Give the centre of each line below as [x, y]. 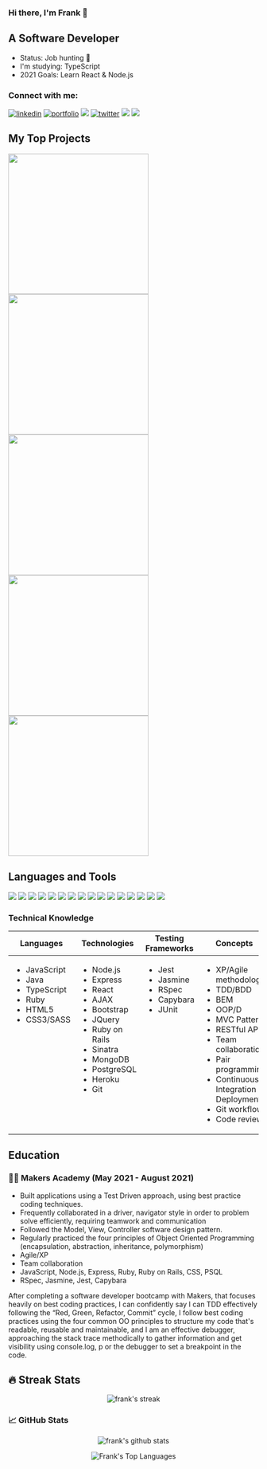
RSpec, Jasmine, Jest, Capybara [73, 1280]
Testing [169, 938]
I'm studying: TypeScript [60, 66]
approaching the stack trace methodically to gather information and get [125, 1337]
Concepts [234, 943]
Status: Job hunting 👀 [55, 57]
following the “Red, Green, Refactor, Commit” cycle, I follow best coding [126, 1312]
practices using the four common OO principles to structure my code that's [131, 1321]
